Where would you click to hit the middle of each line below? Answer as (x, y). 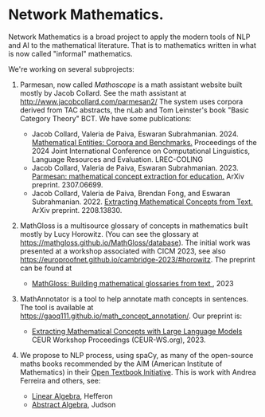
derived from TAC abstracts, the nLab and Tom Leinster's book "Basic (134, 110)
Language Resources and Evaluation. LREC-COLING (117, 159)
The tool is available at (57, 307)
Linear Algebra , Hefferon (72, 395)
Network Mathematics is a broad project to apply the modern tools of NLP (129, 37)
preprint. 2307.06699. (67, 184)
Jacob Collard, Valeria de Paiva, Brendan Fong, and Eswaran (131, 193)
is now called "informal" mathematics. (70, 53)
